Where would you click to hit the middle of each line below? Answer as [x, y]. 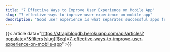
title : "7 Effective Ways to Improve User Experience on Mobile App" [80, 10]
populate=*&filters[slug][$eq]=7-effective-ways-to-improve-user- [74, 39]
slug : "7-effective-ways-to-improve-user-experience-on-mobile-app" [79, 15]
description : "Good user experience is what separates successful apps [82, 19]
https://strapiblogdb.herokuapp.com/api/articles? [93, 34]
